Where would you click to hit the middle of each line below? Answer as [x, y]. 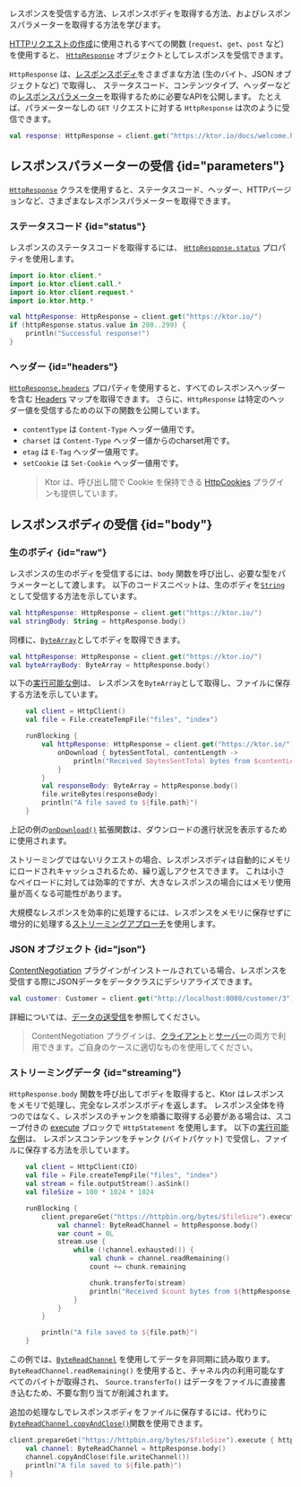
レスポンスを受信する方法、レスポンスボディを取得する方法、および [134, 13]
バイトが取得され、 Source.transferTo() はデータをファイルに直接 [155, 1382]
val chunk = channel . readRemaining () [159, 1259]
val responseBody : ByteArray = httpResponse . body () [140, 786]
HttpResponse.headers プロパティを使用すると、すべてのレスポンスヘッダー [147, 388]
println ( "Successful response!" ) [88, 334]
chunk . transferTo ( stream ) [138, 1283]
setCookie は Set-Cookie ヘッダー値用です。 [103, 463]
